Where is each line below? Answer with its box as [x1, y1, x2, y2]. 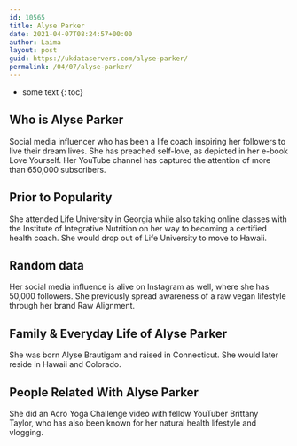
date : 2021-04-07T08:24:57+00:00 [9, 29, 133, 38]
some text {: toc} [21, 86, 84, 98]
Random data [9, 258, 84, 273]
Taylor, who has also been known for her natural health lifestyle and [9, 418, 257, 428]
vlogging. [9, 426, 44, 437]
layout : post [9, 46, 58, 55]
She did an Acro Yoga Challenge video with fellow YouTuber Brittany [9, 408, 259, 419]
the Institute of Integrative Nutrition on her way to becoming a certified [9, 223, 268, 233]
